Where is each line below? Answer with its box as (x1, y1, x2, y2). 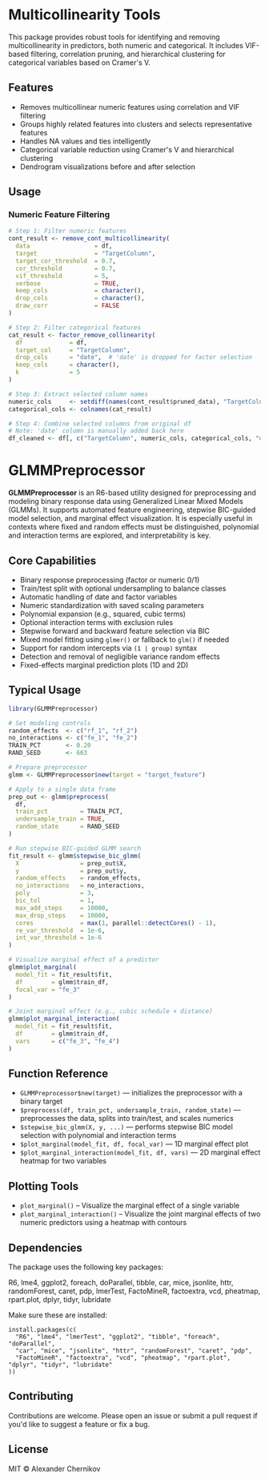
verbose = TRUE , (15, 279, 120, 288)
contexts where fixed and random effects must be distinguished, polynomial (8, 522, 259, 532)
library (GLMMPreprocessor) (8, 704, 98, 712)
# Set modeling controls (8, 719, 91, 727)
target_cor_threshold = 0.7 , (15, 256, 116, 265)
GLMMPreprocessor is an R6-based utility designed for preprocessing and (8, 488, 256, 498)
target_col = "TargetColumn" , (15, 346, 130, 354)
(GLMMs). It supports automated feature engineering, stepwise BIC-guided (8, 505, 256, 514)
